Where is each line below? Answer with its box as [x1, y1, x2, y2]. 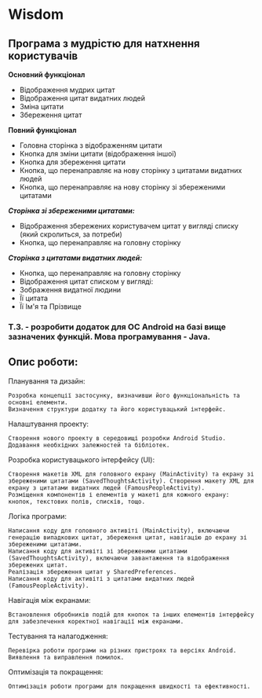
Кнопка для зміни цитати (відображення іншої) [19, 149, 176, 158]
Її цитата [19, 293, 49, 303]
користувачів [8, 49, 78, 62]
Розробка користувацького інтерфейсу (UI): [8, 454, 155, 465]
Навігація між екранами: [8, 595, 91, 604]
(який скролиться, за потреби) [19, 230, 123, 239]
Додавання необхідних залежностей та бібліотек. [8, 441, 170, 449]
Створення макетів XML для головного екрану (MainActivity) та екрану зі [8, 470, 255, 478]
